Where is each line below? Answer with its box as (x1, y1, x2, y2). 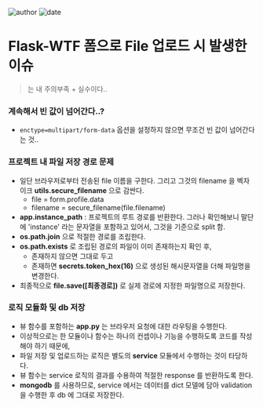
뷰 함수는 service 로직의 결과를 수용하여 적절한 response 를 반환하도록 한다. (19, 370, 254, 380)
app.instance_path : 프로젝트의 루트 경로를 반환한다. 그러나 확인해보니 (19, 212, 239, 221)
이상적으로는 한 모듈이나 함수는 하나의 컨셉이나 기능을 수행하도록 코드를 (19, 331, 238, 340)
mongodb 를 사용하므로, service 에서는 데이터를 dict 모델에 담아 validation (19, 380, 253, 390)
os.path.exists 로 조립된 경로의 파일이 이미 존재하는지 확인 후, (19, 242, 212, 251)
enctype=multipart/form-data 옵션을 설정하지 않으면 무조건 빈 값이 (19, 125, 228, 135)
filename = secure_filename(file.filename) (31, 202, 166, 212)
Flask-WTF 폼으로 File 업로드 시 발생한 (8, 38, 247, 55)
